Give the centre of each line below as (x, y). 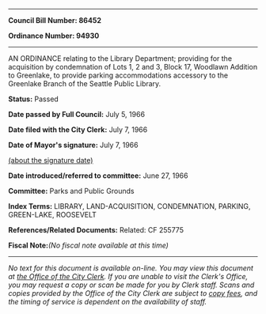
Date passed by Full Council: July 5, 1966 (76, 114)
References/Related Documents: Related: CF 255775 (96, 230)
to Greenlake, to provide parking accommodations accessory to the (118, 75)
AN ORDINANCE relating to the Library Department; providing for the (120, 59)
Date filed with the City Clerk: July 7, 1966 (78, 130)
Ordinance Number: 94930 (54, 36)
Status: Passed (34, 99)
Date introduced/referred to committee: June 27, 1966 (98, 176)
